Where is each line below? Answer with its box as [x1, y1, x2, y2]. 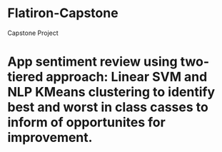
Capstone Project [7, 29, 59, 37]
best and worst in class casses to [7, 99, 208, 116]
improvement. [7, 130, 93, 146]
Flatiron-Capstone [7, 5, 119, 21]
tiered [7, 69, 44, 85]
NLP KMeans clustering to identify [7, 84, 216, 101]
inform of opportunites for [7, 114, 166, 131]
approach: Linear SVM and [46, 69, 208, 85]
